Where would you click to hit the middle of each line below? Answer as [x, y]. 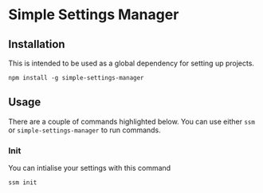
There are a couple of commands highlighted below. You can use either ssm [131, 121]
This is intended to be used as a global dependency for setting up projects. [131, 63]
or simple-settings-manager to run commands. [84, 130]
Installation [37, 44]
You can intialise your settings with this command [90, 168]
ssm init [23, 183]
